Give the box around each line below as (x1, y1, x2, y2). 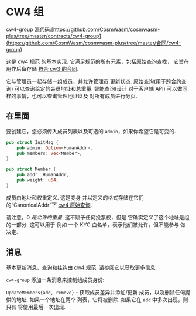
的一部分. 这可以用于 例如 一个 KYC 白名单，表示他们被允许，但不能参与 (6, 221, 180, 228)
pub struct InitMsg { (6, 139, 59, 145)
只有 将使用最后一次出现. (6, 303, 66, 310)
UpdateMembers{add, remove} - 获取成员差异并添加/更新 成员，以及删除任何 (6, 288, 185, 296)
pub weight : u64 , (16, 177, 59, 183)
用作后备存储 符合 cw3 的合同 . (6, 65, 79, 72)
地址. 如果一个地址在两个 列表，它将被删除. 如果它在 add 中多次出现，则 (16, 296, 188, 303)
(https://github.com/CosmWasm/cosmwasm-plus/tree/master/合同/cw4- (6, 39, 181, 46)
